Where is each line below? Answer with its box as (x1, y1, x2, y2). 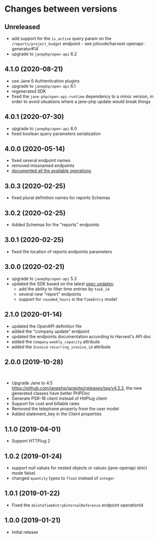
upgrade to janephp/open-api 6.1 (11, 83, 76, 89)
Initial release (11, 529, 38, 535)
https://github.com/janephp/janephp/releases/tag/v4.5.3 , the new (11, 385, 142, 391)
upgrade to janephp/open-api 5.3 (11, 276, 77, 281)
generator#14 (11, 46, 39, 51)
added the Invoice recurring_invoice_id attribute (11, 343, 111, 350)
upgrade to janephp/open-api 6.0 (11, 125, 77, 131)
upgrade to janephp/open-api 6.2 (11, 51, 77, 57)
